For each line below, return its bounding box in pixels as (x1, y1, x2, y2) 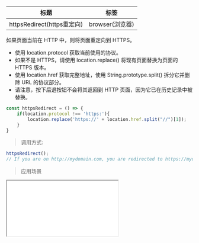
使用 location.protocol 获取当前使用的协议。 (14, 49, 121, 56)
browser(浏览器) (88, 20, 134, 28)
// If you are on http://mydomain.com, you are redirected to (6, 156, 163, 162)
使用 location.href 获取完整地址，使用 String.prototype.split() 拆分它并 (14, 71, 185, 78)
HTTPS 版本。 (14, 64, 50, 71)
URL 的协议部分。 (21, 79, 65, 85)
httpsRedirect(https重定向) (9, 20, 84, 28)
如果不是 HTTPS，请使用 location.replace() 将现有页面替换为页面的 (14, 56, 178, 63)
